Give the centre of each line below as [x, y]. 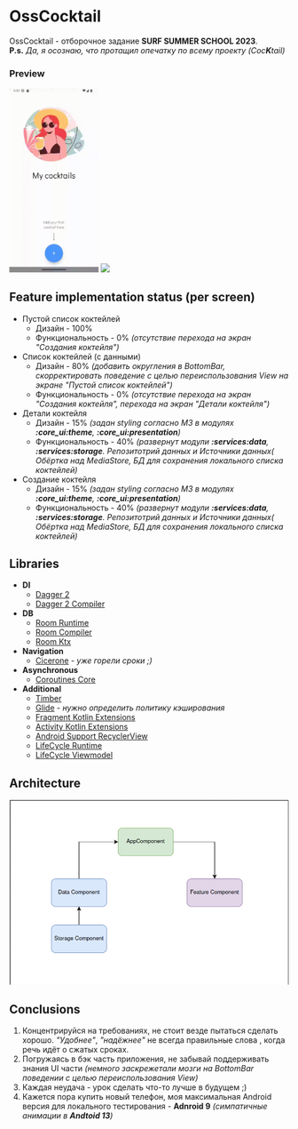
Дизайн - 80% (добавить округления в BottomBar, [130, 365]
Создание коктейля [59, 479]
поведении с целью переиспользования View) [110, 1078]
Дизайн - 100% [64, 328]
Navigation [43, 652]
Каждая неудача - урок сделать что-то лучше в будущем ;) [134, 1087]
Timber [48, 699]
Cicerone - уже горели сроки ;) [94, 661]
